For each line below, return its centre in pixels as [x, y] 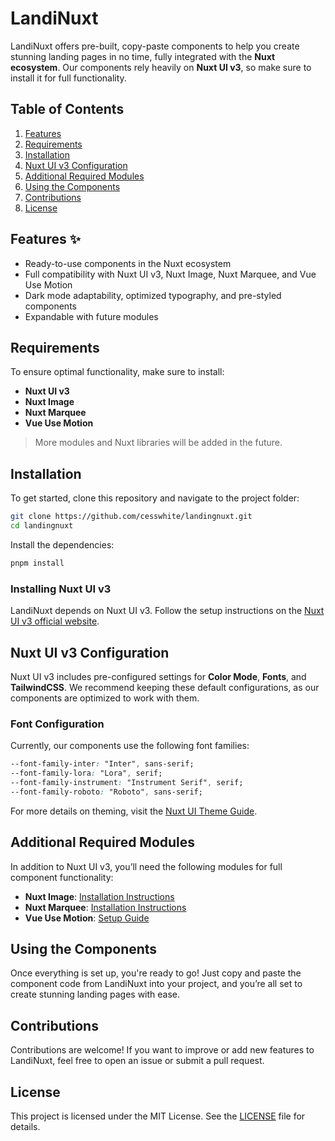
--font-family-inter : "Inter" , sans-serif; [102, 764]
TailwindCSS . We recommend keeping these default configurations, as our [165, 687]
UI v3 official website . [55, 621]
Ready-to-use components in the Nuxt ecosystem [128, 263]
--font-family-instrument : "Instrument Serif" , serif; [127, 782]
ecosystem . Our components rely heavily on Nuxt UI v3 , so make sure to [161, 67]
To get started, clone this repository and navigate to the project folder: [155, 498]
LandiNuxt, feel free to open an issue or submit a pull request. [137, 1061]
